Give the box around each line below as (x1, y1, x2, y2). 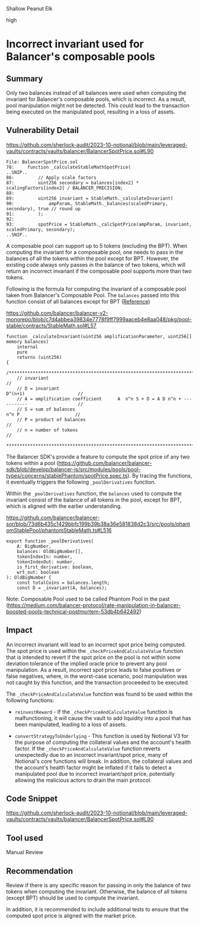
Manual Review (6, 849, 43, 856)
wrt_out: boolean (17, 569, 60, 575)
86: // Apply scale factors (6, 175, 97, 181)
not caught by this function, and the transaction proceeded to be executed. (6, 678, 190, 686)
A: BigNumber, (17, 543, 52, 549)
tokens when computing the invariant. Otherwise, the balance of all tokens (6, 888, 188, 895)
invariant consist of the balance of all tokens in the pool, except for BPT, (6, 496, 182, 503)
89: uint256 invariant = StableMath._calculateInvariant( (6, 195, 174, 201)
